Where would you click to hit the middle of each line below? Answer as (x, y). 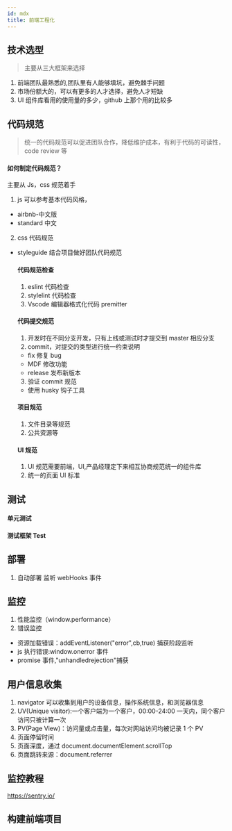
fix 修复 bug (45, 355)
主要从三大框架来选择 (54, 68)
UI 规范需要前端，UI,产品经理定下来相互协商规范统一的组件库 (114, 467)
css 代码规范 (35, 238)
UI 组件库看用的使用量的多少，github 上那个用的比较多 (95, 100)
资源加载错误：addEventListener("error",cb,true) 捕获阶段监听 (105, 643)
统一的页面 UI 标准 (54, 475)
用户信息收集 (35, 684)
